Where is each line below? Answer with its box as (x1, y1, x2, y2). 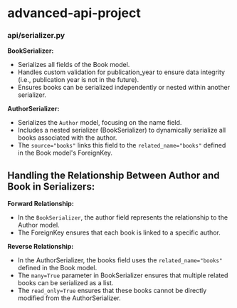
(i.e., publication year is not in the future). (17, 76, 139, 84)
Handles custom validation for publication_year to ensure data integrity (17, 68, 226, 76)
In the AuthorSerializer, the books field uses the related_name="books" (17, 256, 223, 265)
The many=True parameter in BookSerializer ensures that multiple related (17, 271, 228, 279)
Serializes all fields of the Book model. (17, 61, 130, 69)
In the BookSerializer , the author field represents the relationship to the (17, 213, 228, 222)
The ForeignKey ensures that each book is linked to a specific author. (17, 228, 221, 237)
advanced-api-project (7, 5, 141, 21)
